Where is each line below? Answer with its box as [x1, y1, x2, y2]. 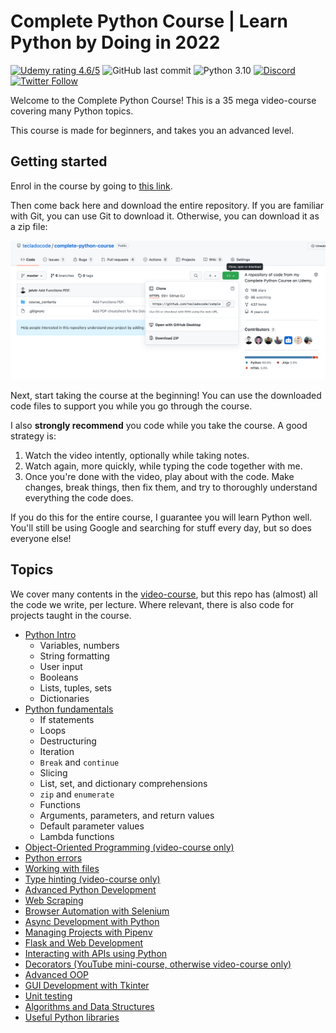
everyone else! [10, 532, 72, 544]
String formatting [39, 650, 110, 662]
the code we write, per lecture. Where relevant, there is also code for [10, 598, 295, 610]
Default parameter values [39, 820, 145, 832]
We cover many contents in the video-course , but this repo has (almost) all [10, 588, 318, 600]
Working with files [24, 862, 100, 874]
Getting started [10, 153, 108, 170]
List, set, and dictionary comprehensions [39, 777, 208, 789]
